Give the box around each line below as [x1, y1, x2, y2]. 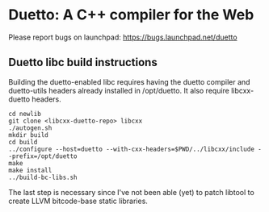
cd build [8, 138, 38, 146]
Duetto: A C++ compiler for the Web [8, 6, 254, 24]
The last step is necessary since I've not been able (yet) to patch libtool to [8, 187, 254, 197]
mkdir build [8, 131, 48, 139]
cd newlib [8, 110, 42, 118]
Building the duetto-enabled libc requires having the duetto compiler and [8, 77, 250, 86]
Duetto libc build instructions [8, 56, 158, 69]
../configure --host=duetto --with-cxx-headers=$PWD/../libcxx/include [8, 145, 254, 153]
